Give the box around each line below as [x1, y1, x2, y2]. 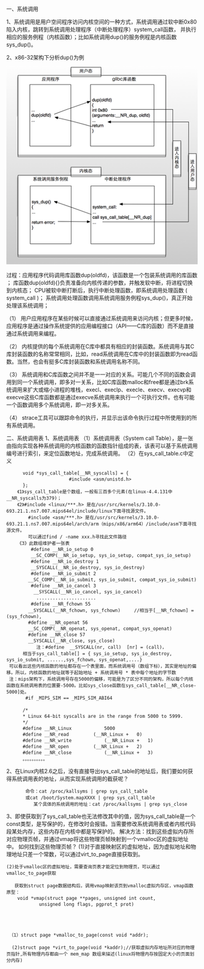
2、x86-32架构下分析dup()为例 [6, 54, 84, 61]
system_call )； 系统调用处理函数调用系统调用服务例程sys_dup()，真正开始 [6, 294, 193, 302]
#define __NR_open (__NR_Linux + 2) [22, 744, 143, 750]
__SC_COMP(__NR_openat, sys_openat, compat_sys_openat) [28, 626, 172, 632]
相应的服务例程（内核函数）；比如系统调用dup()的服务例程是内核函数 [6, 33, 177, 41]
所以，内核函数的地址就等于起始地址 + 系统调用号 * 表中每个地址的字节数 [15, 670, 177, 676]
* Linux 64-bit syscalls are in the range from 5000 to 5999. [22, 714, 183, 720]
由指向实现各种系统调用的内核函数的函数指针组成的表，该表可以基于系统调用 [6, 442, 198, 450]
